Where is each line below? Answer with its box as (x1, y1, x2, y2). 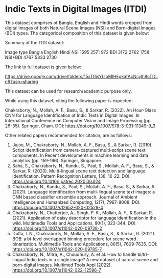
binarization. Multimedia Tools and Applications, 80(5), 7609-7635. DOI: (12, 241, 158, 247)
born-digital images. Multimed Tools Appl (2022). (12, 262, 112, 268)
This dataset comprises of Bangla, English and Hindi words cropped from (5, 20, 153, 26)
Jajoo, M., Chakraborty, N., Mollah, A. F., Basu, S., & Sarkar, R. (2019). (12, 141, 153, 148)
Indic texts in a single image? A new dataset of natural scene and (26, 256, 158, 262)
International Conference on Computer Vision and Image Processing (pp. (5, 117, 152, 123)
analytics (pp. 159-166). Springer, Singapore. (12, 157, 103, 163)
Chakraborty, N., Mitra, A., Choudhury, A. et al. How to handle (12, 251, 137, 257)
